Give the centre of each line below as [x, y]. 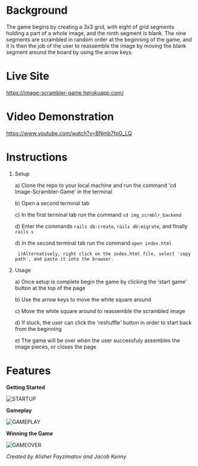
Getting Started [26, 387]
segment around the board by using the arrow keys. [70, 52]
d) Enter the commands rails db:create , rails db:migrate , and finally [101, 226]
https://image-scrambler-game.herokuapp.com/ [65, 92]
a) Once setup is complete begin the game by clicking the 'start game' [101, 282]
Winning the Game [30, 433]
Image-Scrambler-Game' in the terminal [64, 192]
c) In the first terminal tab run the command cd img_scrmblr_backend [98, 214]
